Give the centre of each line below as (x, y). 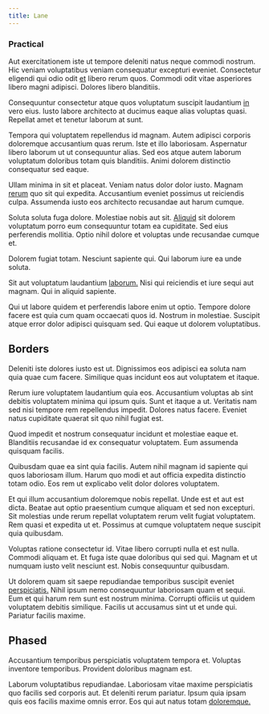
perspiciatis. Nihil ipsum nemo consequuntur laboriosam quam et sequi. (127, 590)
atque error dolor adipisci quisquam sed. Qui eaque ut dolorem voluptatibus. (134, 324)
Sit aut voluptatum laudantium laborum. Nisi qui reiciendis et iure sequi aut (131, 283)
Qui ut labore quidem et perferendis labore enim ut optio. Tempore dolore (130, 307)
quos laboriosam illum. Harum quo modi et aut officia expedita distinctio (127, 475)
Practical (26, 43)
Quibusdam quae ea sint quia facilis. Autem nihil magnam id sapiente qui (128, 466)
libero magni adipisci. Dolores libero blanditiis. (84, 87)
